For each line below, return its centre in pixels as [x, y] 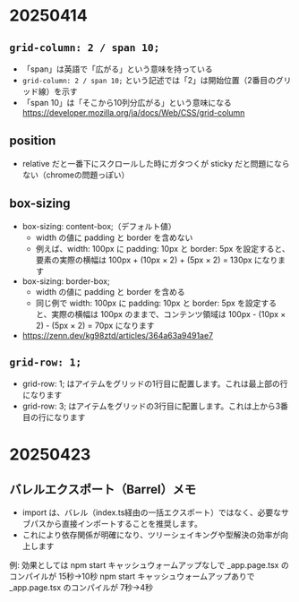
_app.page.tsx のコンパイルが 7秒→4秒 [81, 588]
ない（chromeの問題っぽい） [76, 175]
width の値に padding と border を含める [110, 291]
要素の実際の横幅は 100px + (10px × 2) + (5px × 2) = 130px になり [157, 260]
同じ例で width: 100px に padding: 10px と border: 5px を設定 [148, 303]
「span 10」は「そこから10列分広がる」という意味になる [127, 103]
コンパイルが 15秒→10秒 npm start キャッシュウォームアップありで [132, 576]
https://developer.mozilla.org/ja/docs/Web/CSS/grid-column [133, 112]
